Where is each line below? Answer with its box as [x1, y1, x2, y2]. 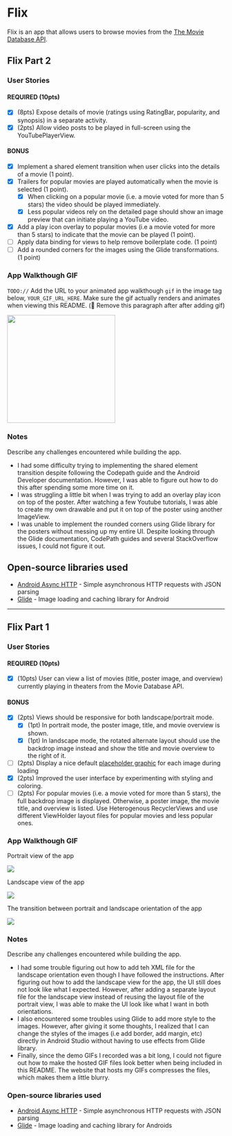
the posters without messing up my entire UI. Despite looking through [17, 527, 215, 536]
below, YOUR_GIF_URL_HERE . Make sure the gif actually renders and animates [7, 293, 221, 302]
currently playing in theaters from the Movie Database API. [17, 682, 184, 691]
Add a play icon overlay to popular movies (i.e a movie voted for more [17, 223, 215, 231]
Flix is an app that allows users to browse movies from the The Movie [7, 28, 204, 36]
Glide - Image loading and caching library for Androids [17, 1121, 173, 1129]
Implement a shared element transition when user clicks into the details [17, 162, 220, 170]
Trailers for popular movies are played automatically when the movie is [17, 177, 219, 186]
